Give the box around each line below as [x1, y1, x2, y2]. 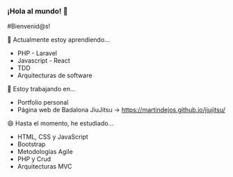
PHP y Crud [17, 155, 51, 163]
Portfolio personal [17, 98, 69, 107]
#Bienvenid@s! [7, 22, 51, 31]
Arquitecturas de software [17, 71, 93, 79]
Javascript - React [17, 56, 71, 65]
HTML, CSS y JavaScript [17, 132, 88, 141]
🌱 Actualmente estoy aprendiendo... [7, 36, 110, 44]
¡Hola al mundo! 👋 [7, 6, 68, 16]
